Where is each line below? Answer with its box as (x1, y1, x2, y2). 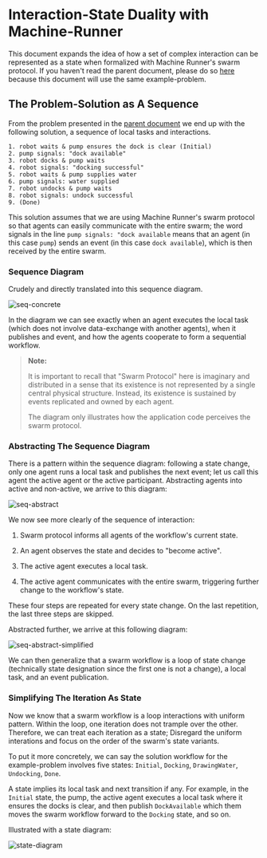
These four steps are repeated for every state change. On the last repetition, (8, 600, 259, 611)
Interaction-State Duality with (8, 6, 210, 24)
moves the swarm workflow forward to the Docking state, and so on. (8, 809, 231, 819)
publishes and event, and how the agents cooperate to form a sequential (8, 333, 247, 342)
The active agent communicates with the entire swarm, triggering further (19, 577, 260, 587)
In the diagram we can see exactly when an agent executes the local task (8, 315, 249, 325)
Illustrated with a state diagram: (8, 825, 112, 834)
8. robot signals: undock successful (8, 191, 134, 199)
